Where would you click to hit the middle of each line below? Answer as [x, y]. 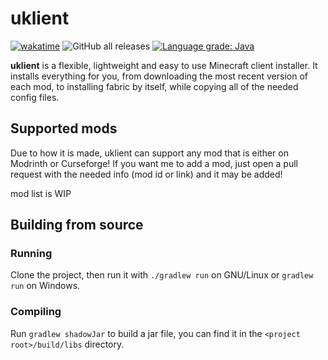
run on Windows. [45, 286]
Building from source [77, 225]
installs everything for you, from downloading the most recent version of [159, 76]
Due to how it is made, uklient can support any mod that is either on [149, 153]
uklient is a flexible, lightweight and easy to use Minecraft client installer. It [164, 65]
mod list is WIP [41, 193]
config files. [35, 97]
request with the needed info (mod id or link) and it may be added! [146, 174]
